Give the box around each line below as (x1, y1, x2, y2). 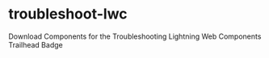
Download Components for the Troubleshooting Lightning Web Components (8, 31, 262, 41)
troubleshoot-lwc (8, 5, 128, 23)
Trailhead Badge (8, 39, 63, 49)
